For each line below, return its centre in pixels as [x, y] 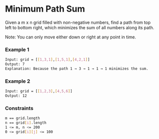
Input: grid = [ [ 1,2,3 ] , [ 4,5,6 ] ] [39, 91]
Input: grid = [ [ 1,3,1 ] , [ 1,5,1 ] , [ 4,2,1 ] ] [48, 60]
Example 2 [18, 81]
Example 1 [17, 50]
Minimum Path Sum [45, 9]
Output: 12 [16, 96]
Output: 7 [15, 64]
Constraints [19, 108]
